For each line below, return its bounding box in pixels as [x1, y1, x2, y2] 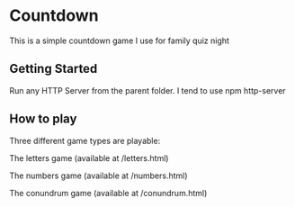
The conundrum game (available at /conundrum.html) [9, 187, 208, 198]
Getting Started [9, 61, 98, 76]
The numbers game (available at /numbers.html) [9, 170, 188, 181]
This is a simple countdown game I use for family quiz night [9, 35, 229, 46]
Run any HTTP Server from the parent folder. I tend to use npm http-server [9, 85, 286, 95]
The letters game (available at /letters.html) [9, 152, 169, 163]
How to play [9, 112, 77, 127]
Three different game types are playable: [9, 135, 161, 146]
